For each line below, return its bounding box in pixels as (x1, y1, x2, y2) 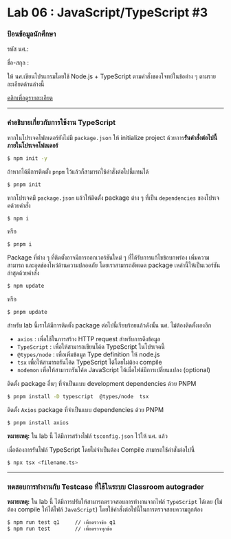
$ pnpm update (7, 309, 48, 316)
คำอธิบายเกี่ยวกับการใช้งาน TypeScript (7, 118, 116, 128)
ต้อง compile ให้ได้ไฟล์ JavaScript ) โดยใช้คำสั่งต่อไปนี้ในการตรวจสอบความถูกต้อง (7, 505, 203, 513)
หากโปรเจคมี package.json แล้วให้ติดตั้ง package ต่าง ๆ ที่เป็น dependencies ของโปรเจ (7, 194, 220, 202)
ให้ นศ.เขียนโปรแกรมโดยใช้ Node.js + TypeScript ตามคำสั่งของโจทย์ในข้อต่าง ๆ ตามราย (7, 72, 217, 80)
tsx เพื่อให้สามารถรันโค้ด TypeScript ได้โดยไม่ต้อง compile (16, 358, 163, 367)
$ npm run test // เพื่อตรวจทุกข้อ (7, 525, 112, 532)
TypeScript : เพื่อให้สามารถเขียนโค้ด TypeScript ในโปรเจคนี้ (16, 343, 165, 351)
